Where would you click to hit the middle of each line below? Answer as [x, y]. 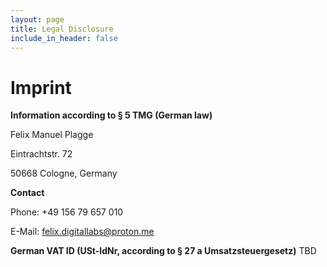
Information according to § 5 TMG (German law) [111, 115]
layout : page [37, 19]
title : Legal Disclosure [62, 29]
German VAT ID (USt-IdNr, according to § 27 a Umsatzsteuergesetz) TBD [163, 251]
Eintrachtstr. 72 [41, 154]
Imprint [41, 87]
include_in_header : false [64, 38]
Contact [27, 193]
